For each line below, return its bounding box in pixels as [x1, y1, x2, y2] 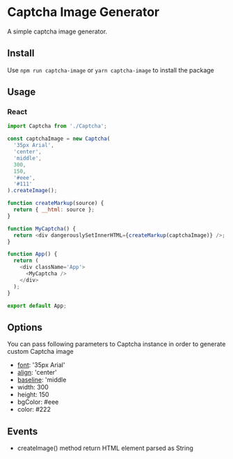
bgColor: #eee [17, 398, 59, 406]
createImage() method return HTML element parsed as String [17, 444, 193, 453]
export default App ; [7, 302, 67, 309]
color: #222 [17, 405, 51, 414]
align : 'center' [17, 368, 57, 377]
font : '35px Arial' [17, 361, 65, 369]
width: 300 [17, 383, 49, 391]
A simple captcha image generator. [7, 27, 108, 36]
